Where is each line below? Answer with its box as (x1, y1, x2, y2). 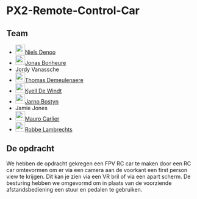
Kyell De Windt (24, 87, 62, 94)
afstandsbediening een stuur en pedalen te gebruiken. (6, 186, 143, 193)
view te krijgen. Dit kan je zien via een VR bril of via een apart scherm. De (6, 173, 191, 180)
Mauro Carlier (24, 115, 60, 122)
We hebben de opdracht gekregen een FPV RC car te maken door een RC (6, 160, 192, 167)
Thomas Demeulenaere (24, 77, 84, 83)
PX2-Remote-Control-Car (6, 4, 140, 18)
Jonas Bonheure (24, 59, 66, 66)
